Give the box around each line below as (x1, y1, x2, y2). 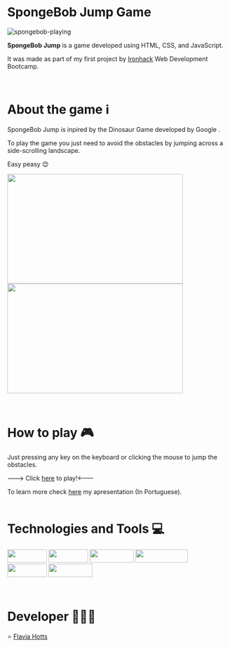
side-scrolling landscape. (7, 146, 81, 154)
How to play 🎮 (7, 425, 94, 441)
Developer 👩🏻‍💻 (7, 608, 96, 625)
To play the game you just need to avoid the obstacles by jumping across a (7, 138, 224, 147)
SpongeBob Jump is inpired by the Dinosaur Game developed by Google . (7, 125, 221, 133)
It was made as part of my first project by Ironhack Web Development (7, 54, 208, 63)
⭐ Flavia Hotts (7, 632, 48, 641)
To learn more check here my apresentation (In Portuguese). (7, 487, 182, 495)
